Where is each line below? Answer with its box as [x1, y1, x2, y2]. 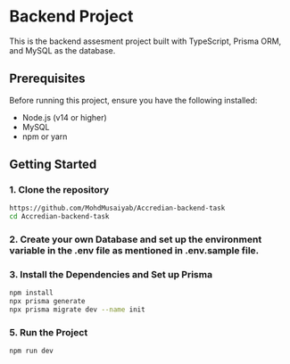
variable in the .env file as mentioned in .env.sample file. [9, 244, 260, 257]
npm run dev [9, 346, 54, 356]
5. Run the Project [9, 326, 88, 338]
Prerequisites [9, 71, 86, 87]
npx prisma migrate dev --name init [9, 305, 145, 314]
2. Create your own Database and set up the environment [9, 234, 262, 246]
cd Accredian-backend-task [9, 212, 110, 221]
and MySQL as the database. [9, 45, 116, 55]
